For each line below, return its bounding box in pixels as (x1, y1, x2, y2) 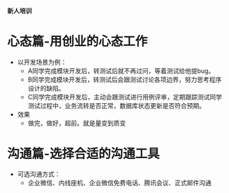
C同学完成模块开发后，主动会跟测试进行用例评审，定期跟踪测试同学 (27, 93, 222, 101)
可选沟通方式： (17, 170, 61, 178)
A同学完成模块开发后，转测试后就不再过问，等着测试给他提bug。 (27, 66, 215, 75)
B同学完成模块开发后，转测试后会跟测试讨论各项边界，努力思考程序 (27, 75, 222, 84)
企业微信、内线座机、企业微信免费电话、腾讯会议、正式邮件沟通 (27, 178, 212, 187)
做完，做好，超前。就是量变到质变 (27, 118, 126, 127)
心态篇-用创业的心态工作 (7, 33, 148, 49)
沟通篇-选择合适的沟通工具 (7, 146, 161, 162)
